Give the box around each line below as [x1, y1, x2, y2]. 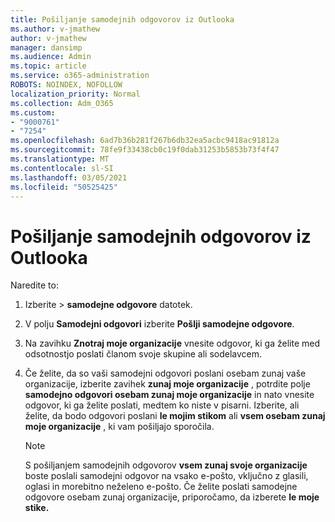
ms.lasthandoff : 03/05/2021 [10, 172, 128, 183]
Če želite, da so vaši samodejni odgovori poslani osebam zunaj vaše [24, 367, 307, 380]
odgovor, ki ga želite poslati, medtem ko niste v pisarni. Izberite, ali [24, 399, 300, 411]
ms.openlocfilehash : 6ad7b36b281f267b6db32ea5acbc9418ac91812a [10, 136, 280, 146]
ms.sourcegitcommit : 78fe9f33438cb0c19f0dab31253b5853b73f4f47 [10, 145, 280, 155]
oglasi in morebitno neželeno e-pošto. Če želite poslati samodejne [24, 481, 298, 493]
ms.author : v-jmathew [10, 24, 101, 34]
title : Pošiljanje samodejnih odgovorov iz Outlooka [10, 14, 235, 25]
